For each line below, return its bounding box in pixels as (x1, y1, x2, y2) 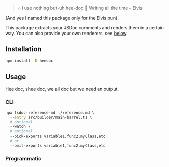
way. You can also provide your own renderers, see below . (5, 30, 128, 36)
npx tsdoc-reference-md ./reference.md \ (5, 110, 95, 115)
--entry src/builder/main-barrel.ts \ (10, 115, 93, 120)
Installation (5, 45, 42, 53)
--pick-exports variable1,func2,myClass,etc (10, 133, 106, 139)
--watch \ (10, 124, 31, 129)
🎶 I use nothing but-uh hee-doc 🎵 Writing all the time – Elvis (17, 5, 143, 11)
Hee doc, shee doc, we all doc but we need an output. (5, 86, 119, 92)
